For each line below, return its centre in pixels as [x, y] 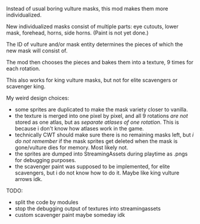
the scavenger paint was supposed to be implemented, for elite [92, 167]
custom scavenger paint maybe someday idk [70, 215]
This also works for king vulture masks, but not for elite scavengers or [92, 80]
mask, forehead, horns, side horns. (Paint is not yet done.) [77, 33]
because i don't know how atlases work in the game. [79, 128]
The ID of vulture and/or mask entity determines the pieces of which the [95, 44]
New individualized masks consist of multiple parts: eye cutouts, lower [92, 27]
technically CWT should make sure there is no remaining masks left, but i [104, 135]
